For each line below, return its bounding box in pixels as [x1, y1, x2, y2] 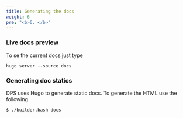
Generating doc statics [6, 76, 72, 84]
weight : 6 [6, 14, 30, 20]
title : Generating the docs [6, 8, 75, 15]
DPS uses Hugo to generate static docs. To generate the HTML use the [6, 90, 177, 96]
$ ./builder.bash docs [6, 107, 61, 113]
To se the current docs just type [6, 52, 83, 59]
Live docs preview [6, 38, 59, 47]
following [6, 95, 28, 102]
